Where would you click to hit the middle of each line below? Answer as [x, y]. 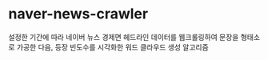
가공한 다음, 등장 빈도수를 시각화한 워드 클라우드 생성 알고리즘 [113, 47]
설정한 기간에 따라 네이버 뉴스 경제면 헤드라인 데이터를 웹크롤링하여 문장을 [124, 37]
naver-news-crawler [78, 14]
